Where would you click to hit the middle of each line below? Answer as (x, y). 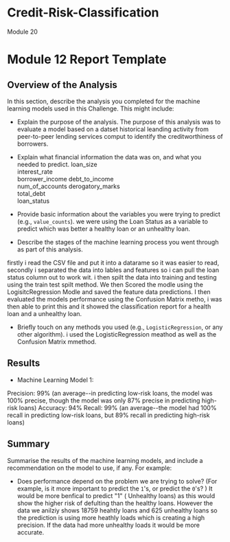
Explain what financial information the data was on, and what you (109, 157)
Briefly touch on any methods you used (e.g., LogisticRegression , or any (120, 327)
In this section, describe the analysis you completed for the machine (104, 101)
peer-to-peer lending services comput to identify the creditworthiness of (120, 136)
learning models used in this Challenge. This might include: (91, 109)
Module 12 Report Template (87, 59)
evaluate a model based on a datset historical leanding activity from (113, 129)
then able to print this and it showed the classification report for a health (109, 306)
